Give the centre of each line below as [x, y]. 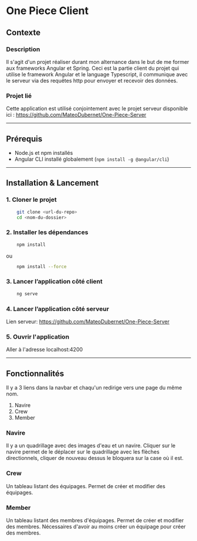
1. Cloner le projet [31, 200]
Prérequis [24, 139]
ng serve [27, 294]
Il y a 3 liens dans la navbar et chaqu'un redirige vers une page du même [94, 388]
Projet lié [19, 96]
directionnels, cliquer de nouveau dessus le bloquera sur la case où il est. [95, 458]
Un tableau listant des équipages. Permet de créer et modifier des [86, 486]
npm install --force [42, 266]
